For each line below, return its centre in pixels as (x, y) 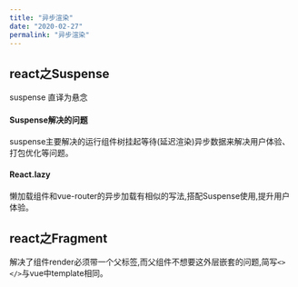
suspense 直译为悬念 (49, 97)
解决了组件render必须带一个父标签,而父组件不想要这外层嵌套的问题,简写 (144, 262)
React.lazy (30, 174)
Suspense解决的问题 (49, 120)
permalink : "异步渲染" (50, 35)
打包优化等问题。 (41, 153)
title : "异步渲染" (42, 18)
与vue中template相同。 (65, 273)
